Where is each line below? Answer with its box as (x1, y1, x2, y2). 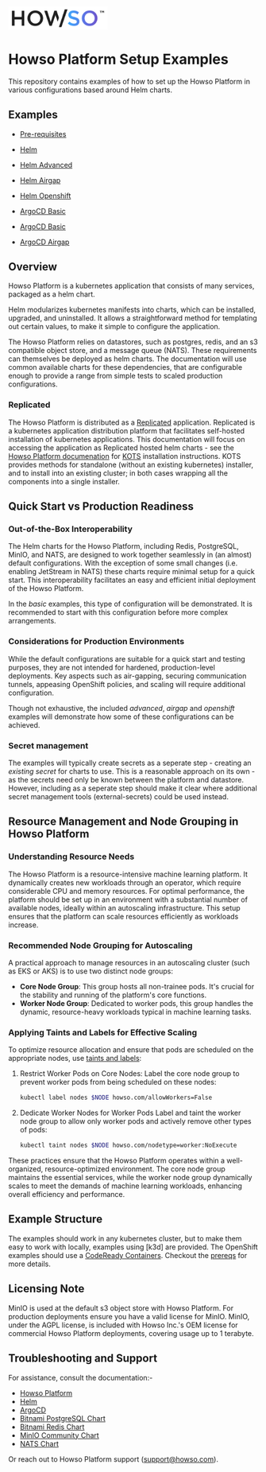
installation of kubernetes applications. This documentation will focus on (8, 434, 245, 444)
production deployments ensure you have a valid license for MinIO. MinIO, (8, 1311, 250, 1321)
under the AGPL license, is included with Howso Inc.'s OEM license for (8, 1320, 238, 1330)
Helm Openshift (19, 191, 71, 200)
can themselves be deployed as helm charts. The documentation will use (8, 354, 247, 363)
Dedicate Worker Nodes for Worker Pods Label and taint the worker (19, 1108, 241, 1118)
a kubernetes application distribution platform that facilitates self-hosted (8, 425, 245, 435)
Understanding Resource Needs (8, 851, 135, 862)
